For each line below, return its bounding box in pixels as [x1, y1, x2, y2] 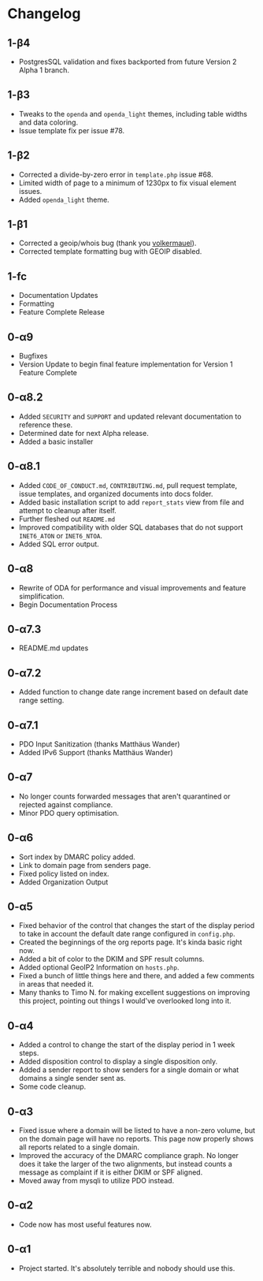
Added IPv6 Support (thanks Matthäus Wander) [18, 747, 174, 757]
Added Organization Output [18, 877, 109, 887]
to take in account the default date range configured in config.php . [18, 929, 235, 939]
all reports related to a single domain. [18, 1142, 139, 1152]
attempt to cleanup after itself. [18, 505, 117, 515]
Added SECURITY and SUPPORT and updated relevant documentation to [18, 411, 242, 421]
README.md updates [18, 643, 89, 653]
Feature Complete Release [18, 307, 106, 317]
